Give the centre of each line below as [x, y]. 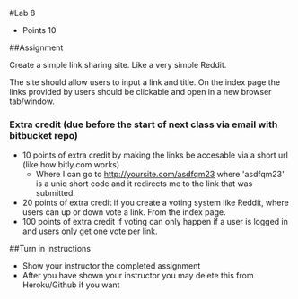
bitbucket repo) [44, 135]
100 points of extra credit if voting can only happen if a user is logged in [155, 222]
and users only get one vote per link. [90, 231]
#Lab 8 [22, 13]
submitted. [56, 193]
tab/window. [32, 101]
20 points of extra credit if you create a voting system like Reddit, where [155, 203]
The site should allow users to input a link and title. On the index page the [145, 82]
